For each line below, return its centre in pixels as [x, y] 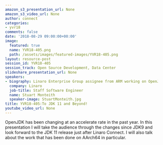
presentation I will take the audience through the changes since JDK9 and [79, 127]
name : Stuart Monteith [32, 95]
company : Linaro [26, 86]
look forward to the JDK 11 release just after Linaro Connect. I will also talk [79, 132]
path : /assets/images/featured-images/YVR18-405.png [64, 54]
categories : [17, 23]
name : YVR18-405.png [30, 50]
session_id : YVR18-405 [28, 63]
